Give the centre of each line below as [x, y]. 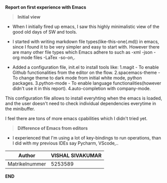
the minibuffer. [20, 109]
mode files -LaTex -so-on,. [48, 57]
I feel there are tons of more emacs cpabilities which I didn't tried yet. [77, 118]
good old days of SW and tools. [45, 32]
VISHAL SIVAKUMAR [76, 155]
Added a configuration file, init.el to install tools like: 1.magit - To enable [85, 67]
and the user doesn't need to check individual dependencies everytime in [81, 103]
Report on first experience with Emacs [46, 7]
